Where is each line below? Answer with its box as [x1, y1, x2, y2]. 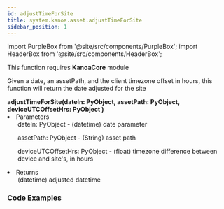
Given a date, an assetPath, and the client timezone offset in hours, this [7, 77, 213, 85]
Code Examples [7, 193, 62, 203]
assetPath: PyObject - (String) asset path [17, 134, 136, 142]
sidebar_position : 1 [7, 23, 68, 30]
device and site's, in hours [17, 154, 94, 163]
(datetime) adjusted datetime [17, 175, 101, 184]
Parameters [16, 113, 50, 121]
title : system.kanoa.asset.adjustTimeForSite [7, 17, 142, 24]
